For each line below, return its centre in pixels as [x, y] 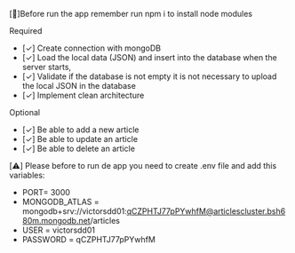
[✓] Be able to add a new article [80, 130]
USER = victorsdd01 [59, 230]
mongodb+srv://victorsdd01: [74, 211]
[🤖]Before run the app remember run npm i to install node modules [131, 14]
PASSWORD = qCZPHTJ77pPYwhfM [88, 239]
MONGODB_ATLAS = [60, 202]
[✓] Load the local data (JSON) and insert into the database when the [149, 57]
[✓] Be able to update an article [80, 139]
